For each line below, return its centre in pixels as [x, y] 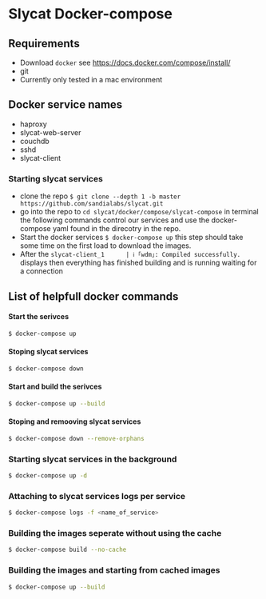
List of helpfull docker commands [93, 296]
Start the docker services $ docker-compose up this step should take [131, 238]
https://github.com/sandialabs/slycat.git [91, 204]
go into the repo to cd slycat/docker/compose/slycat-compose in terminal [139, 212]
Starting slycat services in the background [93, 459]
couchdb [34, 141]
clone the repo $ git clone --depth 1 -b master [100, 196]
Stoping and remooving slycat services [75, 421]
